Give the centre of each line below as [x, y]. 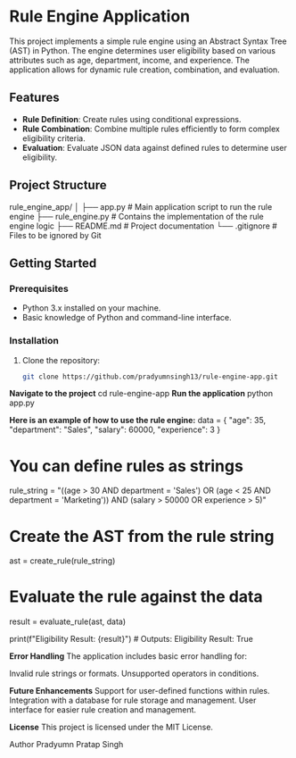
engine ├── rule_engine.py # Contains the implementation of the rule [137, 216]
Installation [34, 341]
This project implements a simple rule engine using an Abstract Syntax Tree [148, 41]
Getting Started [53, 263]
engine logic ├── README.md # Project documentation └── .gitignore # [144, 226]
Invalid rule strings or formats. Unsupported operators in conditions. [134, 674]
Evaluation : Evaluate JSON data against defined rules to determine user [154, 147]
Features [34, 98]
